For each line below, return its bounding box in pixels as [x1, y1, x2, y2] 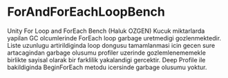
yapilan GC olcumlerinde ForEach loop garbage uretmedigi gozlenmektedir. [7, 34, 222, 42]
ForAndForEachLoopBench [7, 4, 166, 20]
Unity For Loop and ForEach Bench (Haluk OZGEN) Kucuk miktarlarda [7, 27, 205, 35]
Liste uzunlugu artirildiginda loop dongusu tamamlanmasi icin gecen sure [7, 41, 216, 49]
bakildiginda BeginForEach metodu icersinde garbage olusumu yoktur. [7, 63, 207, 71]
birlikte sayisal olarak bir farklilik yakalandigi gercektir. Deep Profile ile [7, 55, 206, 64]
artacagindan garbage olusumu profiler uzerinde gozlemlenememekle [7, 49, 206, 57]
